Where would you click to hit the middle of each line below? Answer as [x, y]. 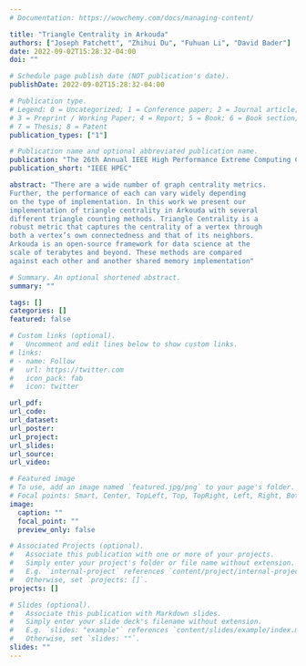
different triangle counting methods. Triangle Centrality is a [134, 219]
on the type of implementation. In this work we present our [128, 201]
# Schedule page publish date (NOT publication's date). [120, 77]
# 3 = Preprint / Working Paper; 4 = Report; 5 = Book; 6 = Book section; [154, 118]
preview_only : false [56, 529]
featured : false [40, 320]
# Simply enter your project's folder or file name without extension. [153, 563]
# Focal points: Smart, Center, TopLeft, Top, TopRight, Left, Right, [146, 496]
